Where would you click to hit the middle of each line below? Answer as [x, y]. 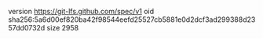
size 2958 [63, 28]
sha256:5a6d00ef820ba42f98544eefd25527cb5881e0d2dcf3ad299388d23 [132, 19]
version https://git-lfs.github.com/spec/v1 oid [81, 11]
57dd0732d [27, 28]
